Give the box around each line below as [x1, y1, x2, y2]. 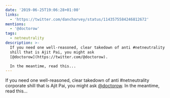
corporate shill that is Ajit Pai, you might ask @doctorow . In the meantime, [5, 83, 160, 89]
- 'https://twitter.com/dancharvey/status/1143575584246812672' [10, 17, 149, 22]
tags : [5, 31, 17, 36]
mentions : [5, 21, 26, 27]
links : [5, 12, 19, 17]
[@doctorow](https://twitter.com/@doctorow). [10, 54, 108, 60]
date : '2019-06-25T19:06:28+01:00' [5, 7, 81, 13]
